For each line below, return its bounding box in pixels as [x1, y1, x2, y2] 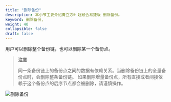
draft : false [5, 31, 33, 36]
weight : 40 [5, 21, 29, 27]
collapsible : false [5, 27, 47, 32]
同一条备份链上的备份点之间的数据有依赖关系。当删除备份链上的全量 [17, 67, 162, 73]
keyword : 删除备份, [5, 17, 44, 22]
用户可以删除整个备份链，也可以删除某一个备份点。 [5, 46, 113, 52]
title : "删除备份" [5, 7, 42, 13]
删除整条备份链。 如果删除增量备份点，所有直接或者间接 [40, 74, 159, 80]
